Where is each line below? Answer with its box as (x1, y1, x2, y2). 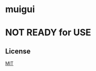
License (5, 47, 31, 55)
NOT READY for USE (5, 27, 91, 39)
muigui (5, 4, 35, 15)
